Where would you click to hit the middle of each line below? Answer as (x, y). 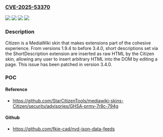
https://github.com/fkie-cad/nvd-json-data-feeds (64, 129)
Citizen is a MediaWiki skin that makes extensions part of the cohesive (78, 43)
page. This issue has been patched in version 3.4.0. (59, 64)
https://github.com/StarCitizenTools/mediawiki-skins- (68, 101)
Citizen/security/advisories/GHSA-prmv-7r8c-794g (65, 106)
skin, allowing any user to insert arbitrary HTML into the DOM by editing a (81, 59)
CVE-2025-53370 (28, 7)
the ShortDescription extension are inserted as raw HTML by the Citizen (80, 54)
